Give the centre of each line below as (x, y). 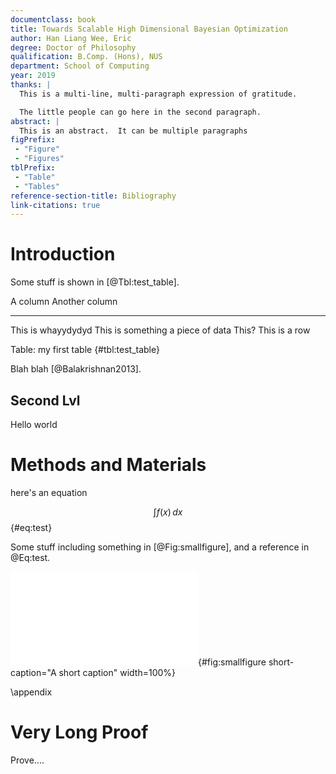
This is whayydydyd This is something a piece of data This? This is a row (160, 330)
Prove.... (27, 760)
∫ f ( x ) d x (168, 512)
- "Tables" (37, 186)
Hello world (34, 424)
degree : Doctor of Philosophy (73, 47)
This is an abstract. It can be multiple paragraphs (133, 131)
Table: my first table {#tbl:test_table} (85, 350)
